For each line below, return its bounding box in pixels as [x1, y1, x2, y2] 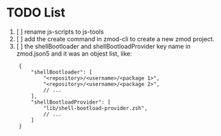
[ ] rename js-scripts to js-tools [16, 27, 104, 36]
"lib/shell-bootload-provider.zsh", [42, 104, 148, 111]
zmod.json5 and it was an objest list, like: [16, 49, 133, 58]
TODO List [6, 5, 66, 21]
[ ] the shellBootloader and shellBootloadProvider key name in [16, 42, 191, 50]
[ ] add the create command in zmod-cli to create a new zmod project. [16, 34, 215, 43]
